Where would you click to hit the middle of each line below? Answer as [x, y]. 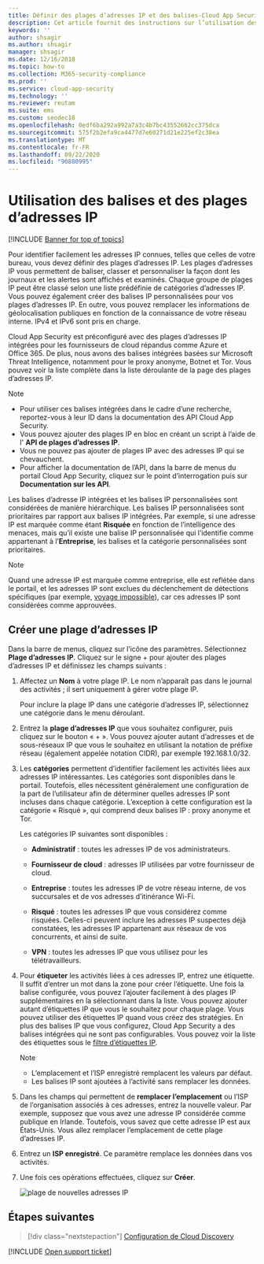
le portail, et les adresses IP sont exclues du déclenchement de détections [128, 589]
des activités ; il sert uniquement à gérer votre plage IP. [109, 689]
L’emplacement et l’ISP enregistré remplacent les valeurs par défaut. [142, 1073]
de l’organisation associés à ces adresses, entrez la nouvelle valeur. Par [136, 1105]
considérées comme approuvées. [62, 605]
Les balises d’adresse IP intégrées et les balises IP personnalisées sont [123, 500]
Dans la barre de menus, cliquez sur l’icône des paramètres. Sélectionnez [127, 649]
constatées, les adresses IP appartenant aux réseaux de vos [129, 928]
